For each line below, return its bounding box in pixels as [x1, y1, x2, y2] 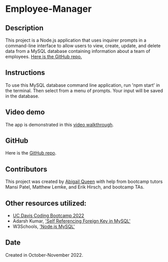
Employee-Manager [5, 3, 92, 15]
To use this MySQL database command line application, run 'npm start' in [5, 82, 160, 88]
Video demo [5, 108, 45, 117]
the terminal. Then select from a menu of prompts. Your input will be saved [5, 87, 163, 93]
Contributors [5, 165, 48, 174]
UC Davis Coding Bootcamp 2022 [12, 213, 85, 219]
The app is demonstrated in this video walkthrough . [5, 121, 114, 127]
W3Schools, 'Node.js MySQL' [12, 223, 75, 230]
